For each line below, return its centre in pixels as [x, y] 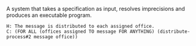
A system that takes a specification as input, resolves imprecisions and [96, 9]
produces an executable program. [49, 15]
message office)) [56, 37]
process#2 [19, 37]
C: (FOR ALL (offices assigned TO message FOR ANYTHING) [81, 31]
